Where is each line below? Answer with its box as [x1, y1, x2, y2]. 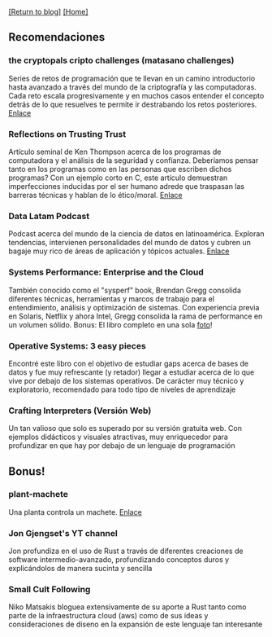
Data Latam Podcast [8, 210, 90, 222]
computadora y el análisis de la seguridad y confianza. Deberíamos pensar [8, 155, 259, 165]
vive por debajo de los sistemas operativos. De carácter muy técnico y [8, 376, 244, 385]
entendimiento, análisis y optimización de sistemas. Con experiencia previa [8, 302, 260, 312]
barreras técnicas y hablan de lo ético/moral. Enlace [8, 190, 183, 200]
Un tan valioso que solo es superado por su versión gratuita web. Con [8, 424, 242, 433]
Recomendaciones [8, 30, 106, 44]
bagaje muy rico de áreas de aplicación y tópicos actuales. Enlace [8, 246, 230, 256]
